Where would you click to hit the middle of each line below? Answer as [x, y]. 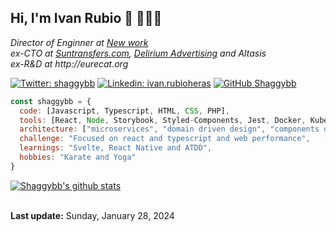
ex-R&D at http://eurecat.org [69, 63]
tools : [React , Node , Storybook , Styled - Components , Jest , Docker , [163, 120]
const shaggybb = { [51, 101]
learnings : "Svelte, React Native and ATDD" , [116, 148]
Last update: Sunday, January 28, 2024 [92, 215]
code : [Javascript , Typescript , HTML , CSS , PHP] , [124, 111]
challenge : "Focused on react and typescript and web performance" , [165, 139]
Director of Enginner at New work [79, 42]
